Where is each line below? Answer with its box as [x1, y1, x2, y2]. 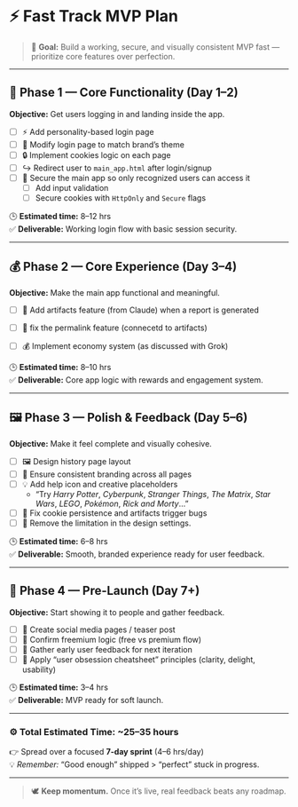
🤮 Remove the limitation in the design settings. [21, 518, 192, 528]
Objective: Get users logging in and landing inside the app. [9, 108, 225, 119]
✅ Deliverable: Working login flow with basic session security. [9, 224, 238, 234]
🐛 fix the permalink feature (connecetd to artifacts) [21, 322, 208, 333]
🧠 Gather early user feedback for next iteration [21, 645, 192, 654]
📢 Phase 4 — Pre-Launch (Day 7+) [9, 583, 200, 598]
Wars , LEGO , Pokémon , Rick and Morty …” [35, 498, 189, 509]
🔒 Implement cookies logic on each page [21, 149, 171, 160]
